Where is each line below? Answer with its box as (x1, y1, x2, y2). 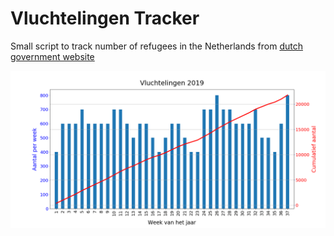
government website (10, 50, 95, 62)
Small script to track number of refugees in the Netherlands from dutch (10, 40, 303, 52)
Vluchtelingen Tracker (10, 7, 200, 30)
